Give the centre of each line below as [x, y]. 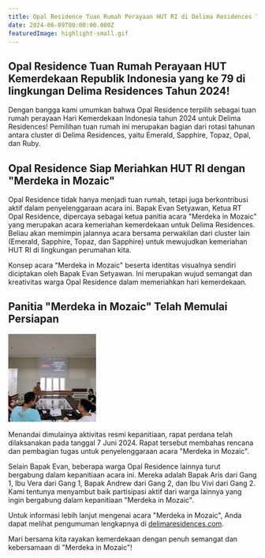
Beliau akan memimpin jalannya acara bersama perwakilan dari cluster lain [129, 233]
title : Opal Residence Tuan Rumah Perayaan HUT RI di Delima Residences [130, 17]
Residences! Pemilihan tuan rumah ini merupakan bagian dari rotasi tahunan [132, 127]
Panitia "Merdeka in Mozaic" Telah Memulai [118, 307]
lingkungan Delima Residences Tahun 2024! [119, 91]
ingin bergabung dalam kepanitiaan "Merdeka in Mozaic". [101, 500]
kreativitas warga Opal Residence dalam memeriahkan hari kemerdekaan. [127, 282]
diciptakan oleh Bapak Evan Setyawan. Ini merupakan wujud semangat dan [130, 273]
